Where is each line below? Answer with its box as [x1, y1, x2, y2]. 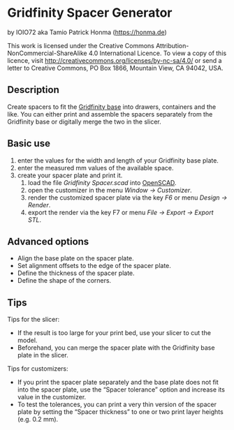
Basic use [7, 138, 51, 149]
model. [17, 336, 38, 345]
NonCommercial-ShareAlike [7, 49, 87, 57]
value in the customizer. [17, 393, 87, 401]
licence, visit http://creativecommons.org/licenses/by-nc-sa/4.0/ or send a [7, 56, 222, 64]
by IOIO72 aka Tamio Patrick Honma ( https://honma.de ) [7, 28, 167, 36]
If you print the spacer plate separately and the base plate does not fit [17, 378, 219, 387]
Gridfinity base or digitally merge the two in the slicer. [7, 117, 162, 126]
